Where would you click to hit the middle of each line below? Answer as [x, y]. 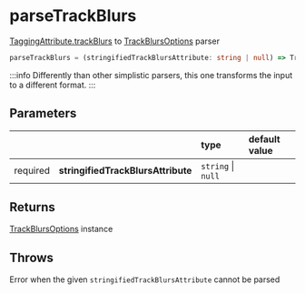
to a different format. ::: [53, 85]
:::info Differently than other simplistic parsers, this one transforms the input [151, 75]
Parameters [43, 113]
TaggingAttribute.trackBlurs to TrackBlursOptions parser [115, 41]
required [32, 170]
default [264, 139]
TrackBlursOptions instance [61, 229]
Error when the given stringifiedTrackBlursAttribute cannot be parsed [145, 279]
